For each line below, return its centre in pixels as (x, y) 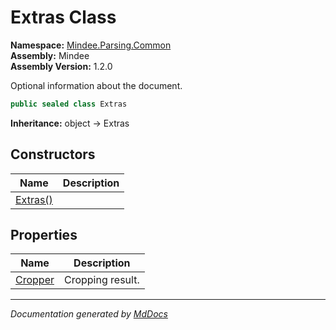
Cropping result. (101, 280)
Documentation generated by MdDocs (89, 314)
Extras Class (63, 17)
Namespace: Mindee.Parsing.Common (91, 45)
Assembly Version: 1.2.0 (61, 66)
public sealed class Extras (69, 104)
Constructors (53, 154)
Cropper (35, 280)
